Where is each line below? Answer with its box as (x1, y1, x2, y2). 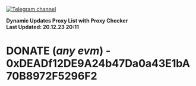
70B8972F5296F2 (6, 69, 97, 83)
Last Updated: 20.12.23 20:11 (6, 24, 79, 30)
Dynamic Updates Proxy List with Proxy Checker (6, 17, 128, 24)
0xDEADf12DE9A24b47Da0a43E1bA (6, 57, 190, 71)
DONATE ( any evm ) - (6, 44, 111, 58)
